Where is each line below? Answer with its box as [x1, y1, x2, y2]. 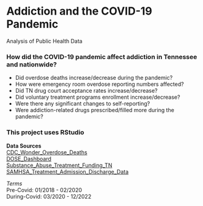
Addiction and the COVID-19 [6, 4, 153, 18]
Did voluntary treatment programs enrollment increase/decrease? [15, 93, 180, 101]
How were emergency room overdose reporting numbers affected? [15, 80, 185, 88]
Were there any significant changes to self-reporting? [15, 100, 150, 107]
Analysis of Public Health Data [6, 37, 83, 44]
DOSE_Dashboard [6, 155, 52, 162]
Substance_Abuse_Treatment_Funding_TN [6, 162, 113, 169]
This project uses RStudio [6, 128, 84, 137]
